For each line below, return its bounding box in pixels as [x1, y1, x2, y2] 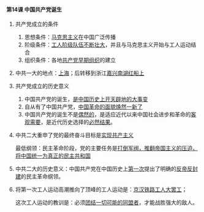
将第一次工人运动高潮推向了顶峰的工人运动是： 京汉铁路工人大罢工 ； [15, 186, 187, 193]
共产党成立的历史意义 [15, 83, 69, 90]
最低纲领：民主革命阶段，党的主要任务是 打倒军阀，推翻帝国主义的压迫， [15, 145, 198, 152]
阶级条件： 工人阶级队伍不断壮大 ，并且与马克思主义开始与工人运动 [24, 41, 191, 48]
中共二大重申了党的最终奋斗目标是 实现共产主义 [15, 132, 134, 139]
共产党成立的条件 [15, 20, 59, 28]
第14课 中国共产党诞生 [6, 6, 62, 13]
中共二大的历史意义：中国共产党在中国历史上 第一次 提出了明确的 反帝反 [15, 165, 193, 173]
